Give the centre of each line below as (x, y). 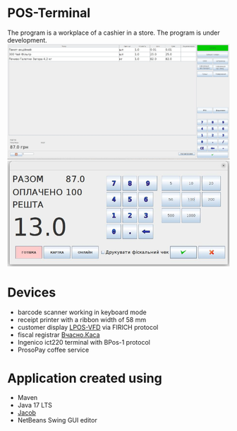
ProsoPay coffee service (53, 350)
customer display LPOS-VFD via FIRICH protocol (88, 327)
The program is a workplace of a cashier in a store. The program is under (114, 33)
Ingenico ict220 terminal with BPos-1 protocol (84, 342)
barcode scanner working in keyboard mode (82, 312)
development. (27, 40)
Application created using (85, 378)
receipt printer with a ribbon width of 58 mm (82, 319)
